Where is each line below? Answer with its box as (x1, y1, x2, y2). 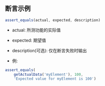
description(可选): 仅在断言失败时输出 (12, 47, 87, 53)
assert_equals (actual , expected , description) (5, 17, 101, 23)
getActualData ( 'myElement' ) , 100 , (14, 72, 83, 77)
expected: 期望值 (12, 37, 46, 43)
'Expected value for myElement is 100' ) (14, 76, 96, 81)
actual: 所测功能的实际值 (12, 27, 61, 33)
